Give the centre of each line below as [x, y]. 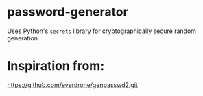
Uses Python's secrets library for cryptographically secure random [102, 31]
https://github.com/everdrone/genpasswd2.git [73, 85]
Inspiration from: [56, 66]
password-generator [68, 12]
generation [22, 38]
